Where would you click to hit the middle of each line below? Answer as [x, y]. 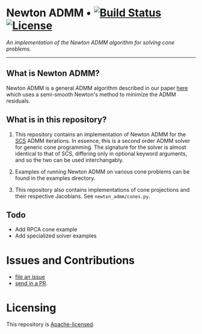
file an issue [30, 277]
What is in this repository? [57, 120]
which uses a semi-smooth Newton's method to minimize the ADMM [91, 94]
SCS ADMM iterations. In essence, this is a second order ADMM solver [103, 140]
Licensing [31, 308]
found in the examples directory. [55, 178]
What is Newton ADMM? [53, 73]
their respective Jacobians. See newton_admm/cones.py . [82, 196]
